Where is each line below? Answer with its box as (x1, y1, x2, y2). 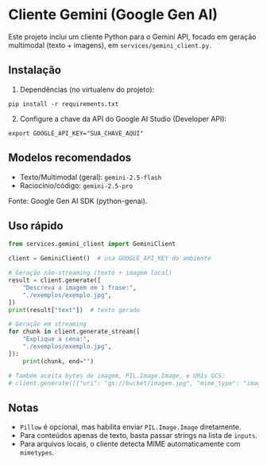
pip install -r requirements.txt (8, 100, 119, 108)
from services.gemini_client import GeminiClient (8, 240, 176, 248)
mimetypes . (19, 447, 55, 457)
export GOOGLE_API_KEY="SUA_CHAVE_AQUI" (8, 129, 145, 137)
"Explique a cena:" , (22, 335, 91, 343)
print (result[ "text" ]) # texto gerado (8, 306, 141, 314)
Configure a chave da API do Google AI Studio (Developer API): (19, 114, 227, 123)
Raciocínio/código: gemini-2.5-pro (19, 181, 133, 190)
